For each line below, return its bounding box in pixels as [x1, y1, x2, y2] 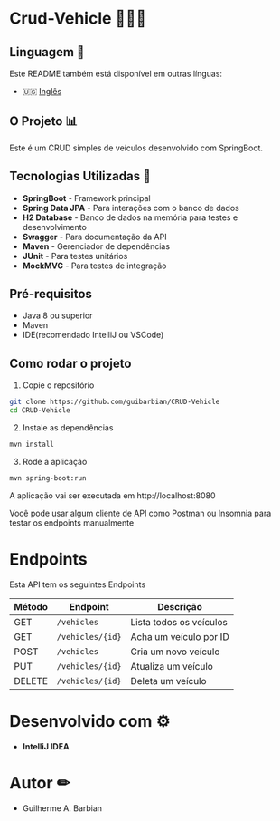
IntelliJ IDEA [22, 740, 70, 751]
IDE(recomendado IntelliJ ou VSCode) [22, 330, 164, 341]
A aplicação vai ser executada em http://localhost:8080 [9, 489, 216, 501]
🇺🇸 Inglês [22, 86, 62, 96]
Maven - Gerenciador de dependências [22, 240, 170, 252]
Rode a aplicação [22, 456, 88, 467]
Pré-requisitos [9, 286, 93, 302]
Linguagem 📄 [9, 44, 85, 60]
